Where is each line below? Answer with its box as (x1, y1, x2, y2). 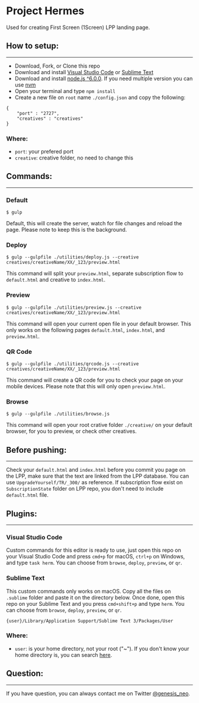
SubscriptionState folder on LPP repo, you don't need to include (6, 485, 164, 493)
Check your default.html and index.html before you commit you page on (6, 466, 185, 474)
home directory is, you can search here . (14, 651, 113, 659)
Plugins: (6, 509, 37, 519)
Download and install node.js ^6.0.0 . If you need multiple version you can (14, 75, 193, 82)
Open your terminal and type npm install (14, 87, 115, 94)
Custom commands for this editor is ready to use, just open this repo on (6, 547, 182, 554)
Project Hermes (6, 4, 85, 18)
